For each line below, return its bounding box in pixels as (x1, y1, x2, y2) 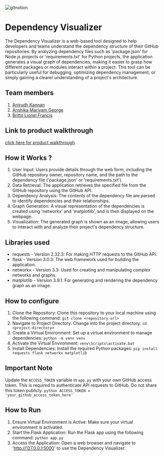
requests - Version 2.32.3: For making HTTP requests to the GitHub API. (12, 251, 158, 257)
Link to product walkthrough (5, 127, 94, 135)
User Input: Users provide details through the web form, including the (12, 167, 153, 173)
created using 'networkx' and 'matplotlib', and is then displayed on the (12, 209, 154, 215)
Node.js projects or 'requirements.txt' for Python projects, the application (5, 54, 153, 59)
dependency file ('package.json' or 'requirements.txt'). (12, 177, 123, 183)
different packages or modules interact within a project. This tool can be (5, 64, 151, 70)
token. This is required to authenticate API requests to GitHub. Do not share (5, 382, 157, 388)
